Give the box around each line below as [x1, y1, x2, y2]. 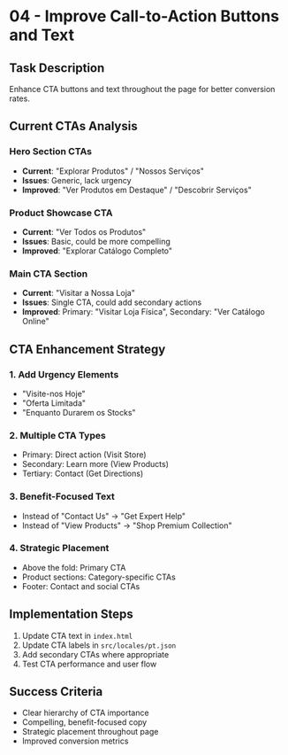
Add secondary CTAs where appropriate [21, 649, 170, 659]
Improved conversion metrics [21, 736, 129, 746]
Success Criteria [9, 684, 103, 699]
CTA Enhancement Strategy [9, 341, 166, 356]
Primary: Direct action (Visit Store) [21, 449, 148, 460]
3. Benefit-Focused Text [9, 490, 115, 502]
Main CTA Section [9, 268, 88, 280]
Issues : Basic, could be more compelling [21, 236, 171, 246]
